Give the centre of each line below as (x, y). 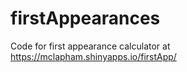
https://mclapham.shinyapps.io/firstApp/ (93, 56)
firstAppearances (85, 18)
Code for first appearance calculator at (90, 46)
